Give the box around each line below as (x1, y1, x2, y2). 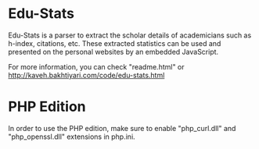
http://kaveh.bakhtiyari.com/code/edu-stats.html (8, 70, 165, 80)
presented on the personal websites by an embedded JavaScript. (8, 47, 219, 56)
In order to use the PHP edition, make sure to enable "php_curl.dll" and (8, 123, 236, 133)
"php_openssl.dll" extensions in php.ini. (8, 132, 135, 141)
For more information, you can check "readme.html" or (8, 62, 185, 71)
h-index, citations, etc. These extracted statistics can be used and (8, 38, 221, 48)
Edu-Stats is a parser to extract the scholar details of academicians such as (8, 30, 252, 40)
